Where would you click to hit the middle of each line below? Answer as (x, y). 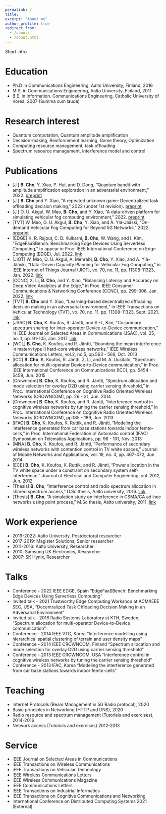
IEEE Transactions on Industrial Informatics (56, 791)
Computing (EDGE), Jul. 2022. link (47, 254)
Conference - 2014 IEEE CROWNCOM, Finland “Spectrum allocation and (86, 644)
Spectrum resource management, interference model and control (79, 151)
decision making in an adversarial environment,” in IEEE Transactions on (86, 306)
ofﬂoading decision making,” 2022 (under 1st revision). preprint (77, 206)
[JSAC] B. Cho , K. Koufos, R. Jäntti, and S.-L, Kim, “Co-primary (77, 322)
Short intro (16, 51)
